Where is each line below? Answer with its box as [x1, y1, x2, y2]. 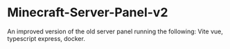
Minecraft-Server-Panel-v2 [7, 5, 168, 20]
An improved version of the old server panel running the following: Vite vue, [7, 27, 223, 35]
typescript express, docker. [7, 34, 85, 42]
